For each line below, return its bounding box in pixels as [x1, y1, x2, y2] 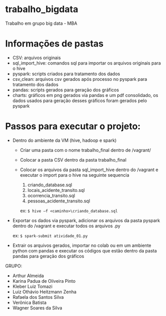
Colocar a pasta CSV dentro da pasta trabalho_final [20, 156, 127, 163]
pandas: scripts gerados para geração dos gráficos [12, 87, 119, 93]
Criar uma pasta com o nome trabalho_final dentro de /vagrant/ [20, 147, 151, 153]
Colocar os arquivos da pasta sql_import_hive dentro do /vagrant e [20, 167, 158, 173]
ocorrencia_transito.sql [27, 192, 75, 198]
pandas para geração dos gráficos [12, 253, 85, 259]
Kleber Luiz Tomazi [12, 283, 53, 289]
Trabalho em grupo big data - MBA [5, 20, 77, 26]
